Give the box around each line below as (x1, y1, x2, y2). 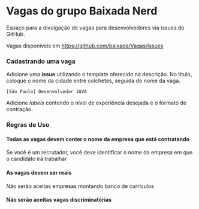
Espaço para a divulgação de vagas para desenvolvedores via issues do (6, 24, 185, 31)
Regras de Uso (6, 121, 50, 129)
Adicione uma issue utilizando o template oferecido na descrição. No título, (6, 71, 192, 78)
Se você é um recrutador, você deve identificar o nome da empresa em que (6, 149, 193, 156)
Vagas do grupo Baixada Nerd (6, 4, 158, 18)
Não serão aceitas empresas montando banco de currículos (6, 182, 155, 190)
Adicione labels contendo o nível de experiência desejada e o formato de (6, 99, 187, 106)
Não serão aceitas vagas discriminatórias (6, 196, 112, 204)
